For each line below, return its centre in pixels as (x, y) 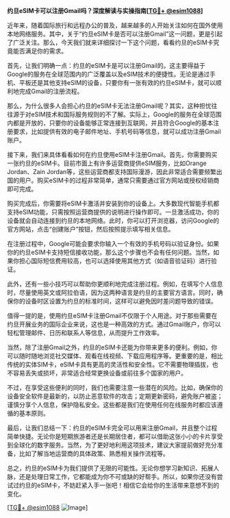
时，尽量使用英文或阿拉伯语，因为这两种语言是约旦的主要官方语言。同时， (112, 293)
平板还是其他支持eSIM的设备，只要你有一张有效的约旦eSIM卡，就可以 (117, 83)
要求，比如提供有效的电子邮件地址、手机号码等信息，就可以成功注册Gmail (117, 132)
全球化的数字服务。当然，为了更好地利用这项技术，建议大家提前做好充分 (115, 445)
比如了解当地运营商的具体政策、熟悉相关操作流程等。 (94, 454)
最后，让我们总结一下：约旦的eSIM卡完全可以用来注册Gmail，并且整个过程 (112, 428)
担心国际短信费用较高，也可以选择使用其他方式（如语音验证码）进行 (115, 261)
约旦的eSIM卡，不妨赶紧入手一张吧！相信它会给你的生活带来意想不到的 (119, 485)
